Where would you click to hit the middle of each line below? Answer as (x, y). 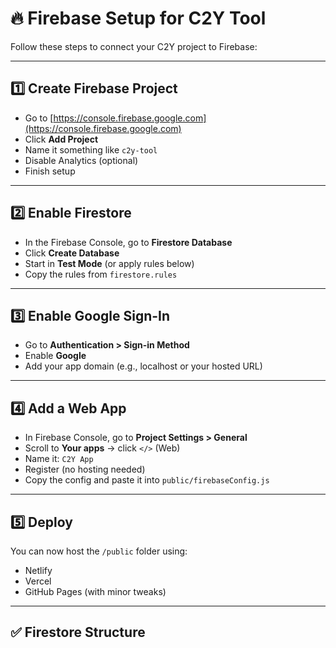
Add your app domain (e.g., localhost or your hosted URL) (143, 366)
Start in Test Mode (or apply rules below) (109, 263)
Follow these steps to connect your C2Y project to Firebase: (134, 46)
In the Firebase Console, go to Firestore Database (128, 242)
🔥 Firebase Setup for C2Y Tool (138, 18)
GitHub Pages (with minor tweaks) (95, 591)
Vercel (38, 581)
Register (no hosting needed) (85, 469)
